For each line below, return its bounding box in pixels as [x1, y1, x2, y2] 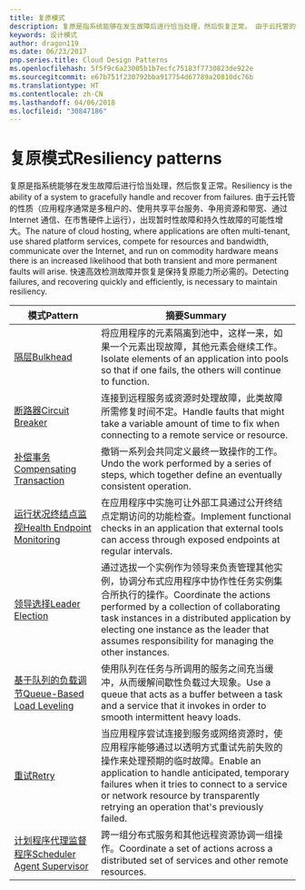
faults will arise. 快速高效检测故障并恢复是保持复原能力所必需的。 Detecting [9, 266, 289, 278]
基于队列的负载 [14, 674, 79, 687]
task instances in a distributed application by [101, 612, 291, 624]
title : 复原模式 [9, 13, 65, 23]
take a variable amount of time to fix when [101, 418, 280, 430]
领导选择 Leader [14, 598, 81, 611]
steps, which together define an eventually [101, 469, 283, 481]
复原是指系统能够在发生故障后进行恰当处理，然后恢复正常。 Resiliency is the [9, 180, 293, 191]
